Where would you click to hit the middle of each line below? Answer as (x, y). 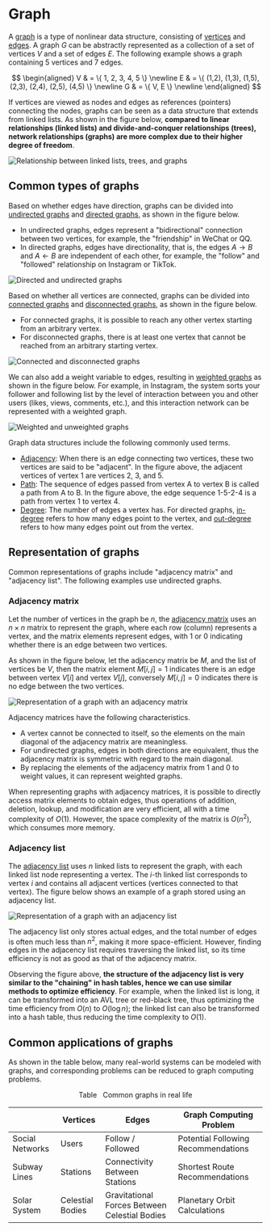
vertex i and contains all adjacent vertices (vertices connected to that (123, 883)
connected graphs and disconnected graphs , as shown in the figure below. (133, 304)
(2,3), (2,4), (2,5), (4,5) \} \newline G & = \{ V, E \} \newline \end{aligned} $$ (135, 86)
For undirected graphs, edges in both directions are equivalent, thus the (140, 750)
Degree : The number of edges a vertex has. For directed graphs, (127, 509)
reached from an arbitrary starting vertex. (89, 345)
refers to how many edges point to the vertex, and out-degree (148, 518)
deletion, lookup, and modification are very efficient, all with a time (119, 808)
